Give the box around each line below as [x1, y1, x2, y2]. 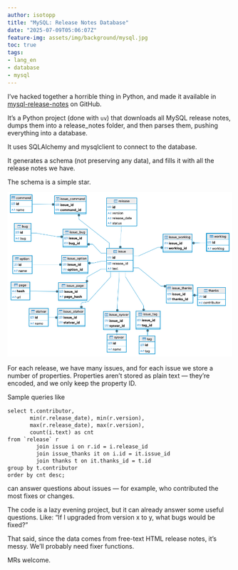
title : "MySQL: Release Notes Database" [7, 19, 130, 26]
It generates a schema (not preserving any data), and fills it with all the [7, 156, 214, 165]
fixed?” [7, 520, 29, 529]
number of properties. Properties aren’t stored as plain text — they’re [7, 371, 210, 380]
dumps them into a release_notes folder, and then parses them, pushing [7, 121, 219, 130]
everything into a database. [7, 128, 88, 137]
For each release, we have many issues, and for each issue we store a [7, 363, 214, 372]
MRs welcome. [7, 556, 51, 564]
